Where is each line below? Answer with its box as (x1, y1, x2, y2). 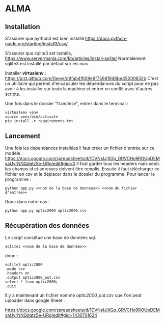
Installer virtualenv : (5, 70, 47, 76)
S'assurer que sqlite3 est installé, (5, 50, 72, 56)
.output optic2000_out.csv (5, 275, 60, 280)
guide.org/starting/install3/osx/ (5, 41, 68, 47)
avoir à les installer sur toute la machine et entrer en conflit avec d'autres (5, 86, 153, 91)
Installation (5, 23, 40, 31)
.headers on (5, 270, 29, 275)
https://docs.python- (85, 35, 128, 41)
